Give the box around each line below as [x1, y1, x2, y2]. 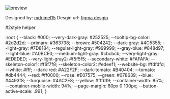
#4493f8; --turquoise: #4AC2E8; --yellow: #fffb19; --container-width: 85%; [5, 78, 164, 83]
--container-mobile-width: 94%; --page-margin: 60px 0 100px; [5, 83, 138, 89]
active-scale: [5, 88, 33, 94]
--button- [138, 83, 159, 89]
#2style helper [5, 24, 36, 30]
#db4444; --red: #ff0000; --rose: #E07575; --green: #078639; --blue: [5, 72, 153, 78]
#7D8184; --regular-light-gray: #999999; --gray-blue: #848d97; [30, 45, 164, 51]
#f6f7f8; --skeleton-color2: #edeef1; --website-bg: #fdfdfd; [40, 61, 165, 67]
